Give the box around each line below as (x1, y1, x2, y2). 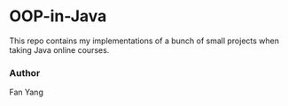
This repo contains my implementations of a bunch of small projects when (9, 35, 280, 46)
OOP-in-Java (9, 6, 107, 26)
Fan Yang (9, 87, 44, 98)
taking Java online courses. (9, 44, 110, 55)
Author (9, 66, 41, 79)
